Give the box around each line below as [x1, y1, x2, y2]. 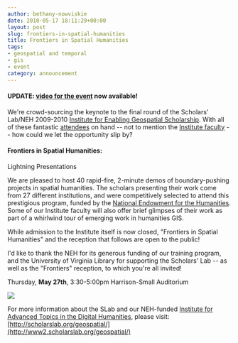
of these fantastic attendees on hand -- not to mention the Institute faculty [7, 122, 225, 131]
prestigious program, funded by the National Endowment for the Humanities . [7, 198, 231, 207]
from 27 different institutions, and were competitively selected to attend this [7, 191, 229, 200]
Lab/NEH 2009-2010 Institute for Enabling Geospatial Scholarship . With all [7, 115, 225, 124]
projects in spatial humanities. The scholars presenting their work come [7, 183, 217, 192]
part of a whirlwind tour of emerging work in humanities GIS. [7, 214, 185, 222]
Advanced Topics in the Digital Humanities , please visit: [7, 312, 170, 320]
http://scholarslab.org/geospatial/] [9, 320, 110, 328]
